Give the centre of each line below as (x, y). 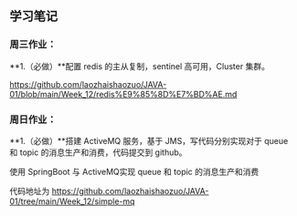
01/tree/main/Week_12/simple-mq (72, 201)
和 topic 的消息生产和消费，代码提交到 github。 (98, 152)
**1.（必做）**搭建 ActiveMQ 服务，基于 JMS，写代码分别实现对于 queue (149, 140)
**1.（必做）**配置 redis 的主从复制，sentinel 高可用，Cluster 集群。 (139, 66)
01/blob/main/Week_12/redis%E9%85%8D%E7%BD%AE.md (123, 94)
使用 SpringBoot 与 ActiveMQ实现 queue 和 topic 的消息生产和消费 (134, 171)
